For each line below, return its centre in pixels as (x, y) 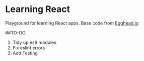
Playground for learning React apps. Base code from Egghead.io (72, 23)
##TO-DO (16, 32)
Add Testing (25, 53)
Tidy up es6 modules (34, 42)
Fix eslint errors (29, 47)
